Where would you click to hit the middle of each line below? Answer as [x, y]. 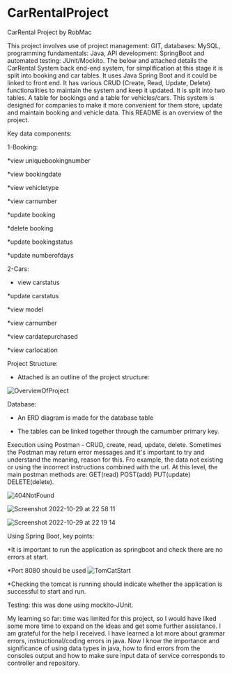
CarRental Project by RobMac [49, 32]
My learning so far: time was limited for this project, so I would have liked [112, 618]
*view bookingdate [34, 174]
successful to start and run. [47, 591]
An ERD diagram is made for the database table [85, 418]
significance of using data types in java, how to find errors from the [104, 648]
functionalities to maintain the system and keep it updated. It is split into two [116, 90]
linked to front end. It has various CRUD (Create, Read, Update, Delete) [109, 82]
